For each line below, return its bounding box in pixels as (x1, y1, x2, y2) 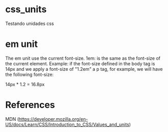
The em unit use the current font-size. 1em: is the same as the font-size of (5, 55, 161, 61)
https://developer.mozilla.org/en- (18, 116, 88, 122)
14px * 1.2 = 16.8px (5, 81, 45, 87)
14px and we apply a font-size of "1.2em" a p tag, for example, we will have (5, 66, 163, 72)
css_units (5, 4, 47, 15)
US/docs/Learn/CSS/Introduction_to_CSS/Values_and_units (5, 121, 130, 127)
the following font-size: (5, 71, 54, 77)
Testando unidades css (5, 20, 54, 27)
